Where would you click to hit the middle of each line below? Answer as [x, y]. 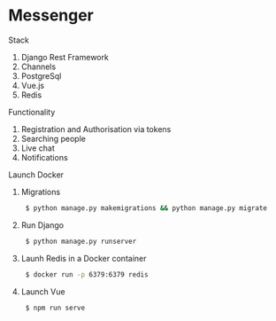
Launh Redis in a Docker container [84, 258]
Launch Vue [43, 291]
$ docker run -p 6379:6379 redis [87, 274]
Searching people [53, 138]
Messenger [51, 16]
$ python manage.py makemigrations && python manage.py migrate [146, 208]
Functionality [32, 112]
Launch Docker [36, 175]
